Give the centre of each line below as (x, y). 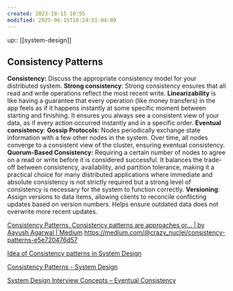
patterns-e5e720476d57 (42, 240)
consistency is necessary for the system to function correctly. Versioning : (114, 189)
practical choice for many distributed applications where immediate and (110, 175)
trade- (213, 160)
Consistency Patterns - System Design (63, 267)
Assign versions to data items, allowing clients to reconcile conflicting (107, 197)
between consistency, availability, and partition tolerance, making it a (115, 167)
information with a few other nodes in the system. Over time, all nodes (108, 138)
